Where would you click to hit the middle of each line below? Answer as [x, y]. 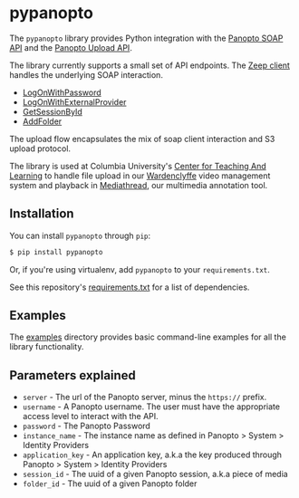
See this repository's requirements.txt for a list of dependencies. [130, 287]
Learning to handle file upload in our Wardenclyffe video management [140, 176]
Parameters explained [72, 375]
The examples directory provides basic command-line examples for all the [148, 337]
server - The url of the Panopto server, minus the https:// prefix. [145, 397]
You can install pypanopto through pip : [80, 235]
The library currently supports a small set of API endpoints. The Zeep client [149, 65]
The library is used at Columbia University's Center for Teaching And [138, 166]
